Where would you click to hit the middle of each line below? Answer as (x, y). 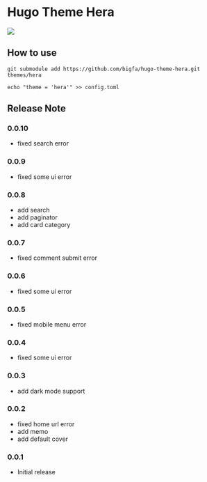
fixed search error (43, 143)
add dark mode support (51, 391)
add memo (33, 431)
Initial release (36, 472)
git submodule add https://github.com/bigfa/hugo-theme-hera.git (104, 69)
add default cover (42, 439)
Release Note (36, 109)
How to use (32, 53)
